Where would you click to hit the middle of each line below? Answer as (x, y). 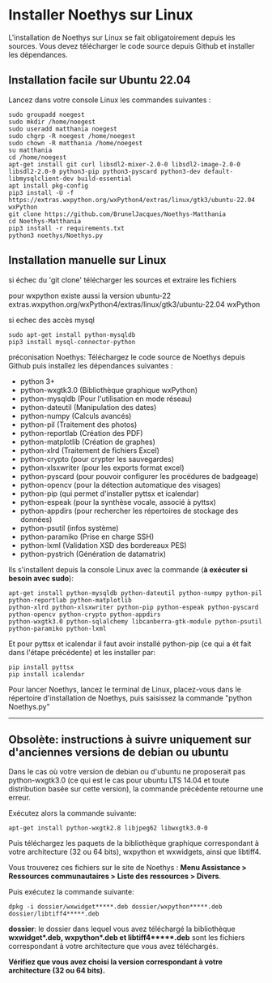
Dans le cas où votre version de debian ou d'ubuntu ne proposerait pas (127, 772)
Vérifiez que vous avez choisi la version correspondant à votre (115, 962)
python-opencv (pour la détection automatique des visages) (120, 485)
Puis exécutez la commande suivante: (72, 892)
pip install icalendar (47, 674)
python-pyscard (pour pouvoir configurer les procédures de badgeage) (139, 476)
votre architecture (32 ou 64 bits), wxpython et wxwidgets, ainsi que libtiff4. (135, 852)
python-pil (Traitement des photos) (79, 425)
